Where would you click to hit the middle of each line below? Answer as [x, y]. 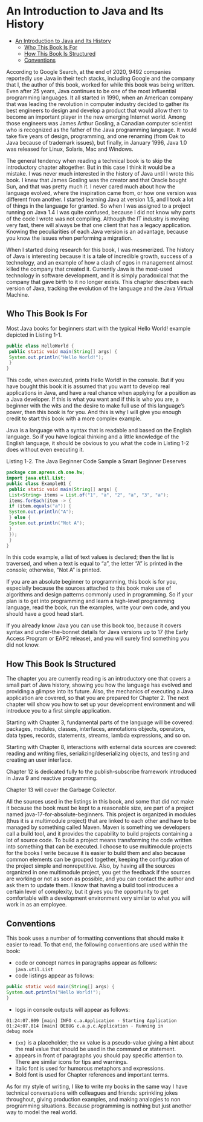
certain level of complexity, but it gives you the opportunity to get [88, 892]
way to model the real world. [42, 1112]
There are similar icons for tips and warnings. [71, 1061]
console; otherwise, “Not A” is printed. [54, 570]
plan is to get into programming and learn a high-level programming [91, 601]
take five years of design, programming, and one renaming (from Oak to [96, 136]
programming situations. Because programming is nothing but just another [99, 1106]
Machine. [18, 294]
